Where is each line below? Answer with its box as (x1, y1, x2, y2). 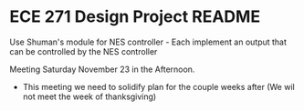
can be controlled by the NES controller (9, 45, 158, 56)
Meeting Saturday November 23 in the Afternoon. (9, 64, 195, 75)
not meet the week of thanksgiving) (22, 91, 157, 102)
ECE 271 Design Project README (9, 6, 261, 27)
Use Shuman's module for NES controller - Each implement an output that (9, 36, 288, 47)
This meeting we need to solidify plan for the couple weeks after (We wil (22, 81, 295, 92)
